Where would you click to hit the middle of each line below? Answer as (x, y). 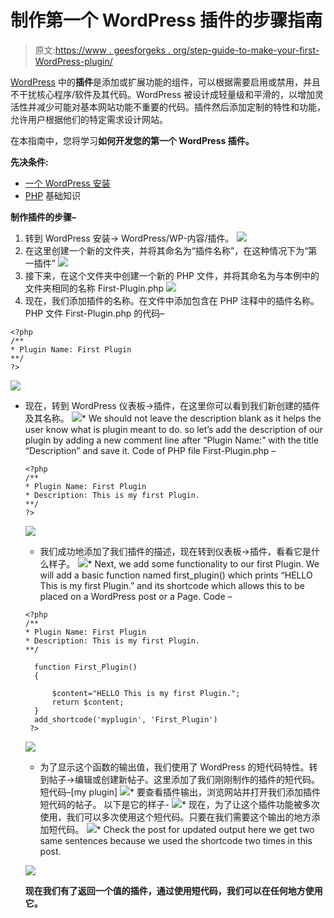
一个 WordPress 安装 (67, 183)
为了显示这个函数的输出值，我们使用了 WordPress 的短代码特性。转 (178, 767)
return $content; (88, 702)
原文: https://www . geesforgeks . (102, 50)
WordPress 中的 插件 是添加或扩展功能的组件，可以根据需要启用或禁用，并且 (165, 82)
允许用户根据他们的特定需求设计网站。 (89, 119)
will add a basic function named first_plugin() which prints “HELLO (176, 575)
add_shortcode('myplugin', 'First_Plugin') (126, 719)
